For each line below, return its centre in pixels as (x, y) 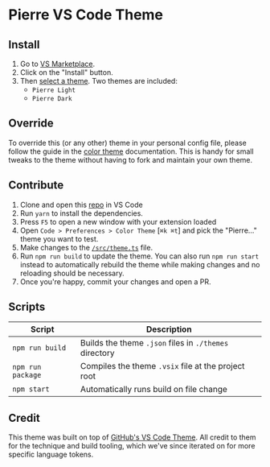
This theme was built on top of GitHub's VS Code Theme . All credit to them (132, 437)
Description (169, 329)
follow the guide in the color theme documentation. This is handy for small (131, 151)
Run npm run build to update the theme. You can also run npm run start (139, 256)
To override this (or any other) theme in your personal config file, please (127, 143)
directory (97, 353)
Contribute (36, 186)
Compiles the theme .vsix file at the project (162, 366)
